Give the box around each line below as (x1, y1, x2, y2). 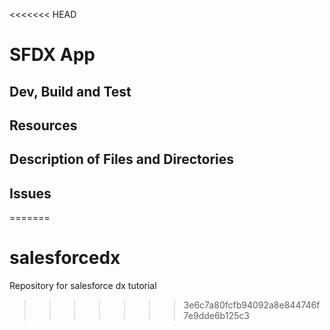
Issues (9, 185, 52, 202)
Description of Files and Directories (9, 151, 235, 168)
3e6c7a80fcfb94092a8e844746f (183, 299, 321, 311)
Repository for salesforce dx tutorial (9, 280, 157, 292)
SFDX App (9, 44, 96, 66)
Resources (9, 117, 78, 134)
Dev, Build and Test (9, 83, 132, 100)
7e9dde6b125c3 (183, 310, 250, 322)
